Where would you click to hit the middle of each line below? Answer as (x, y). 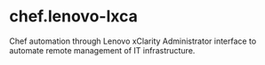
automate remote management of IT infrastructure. (102, 50)
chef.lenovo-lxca (73, 16)
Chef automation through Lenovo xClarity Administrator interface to (133, 41)
